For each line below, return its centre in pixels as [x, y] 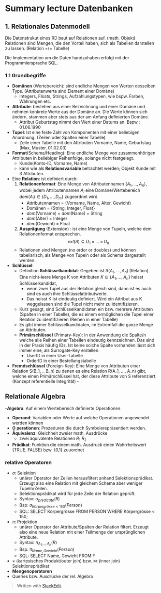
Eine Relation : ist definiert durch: [45, 179]
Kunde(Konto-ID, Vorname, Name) [53, 164]
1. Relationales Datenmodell [48, 26]
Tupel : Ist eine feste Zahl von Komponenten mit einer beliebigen [76, 132]
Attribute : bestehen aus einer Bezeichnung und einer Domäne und [78, 107]
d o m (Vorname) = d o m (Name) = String [64, 213]
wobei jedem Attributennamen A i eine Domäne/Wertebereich [80, 191]
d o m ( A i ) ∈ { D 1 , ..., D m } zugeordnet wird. [59, 197]
